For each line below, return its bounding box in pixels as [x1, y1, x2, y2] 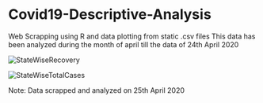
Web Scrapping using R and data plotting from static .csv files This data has [8, 31, 256, 41]
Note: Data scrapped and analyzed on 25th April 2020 [8, 85, 185, 95]
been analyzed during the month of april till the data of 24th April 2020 [8, 39, 239, 49]
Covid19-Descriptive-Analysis [8, 6, 212, 24]
